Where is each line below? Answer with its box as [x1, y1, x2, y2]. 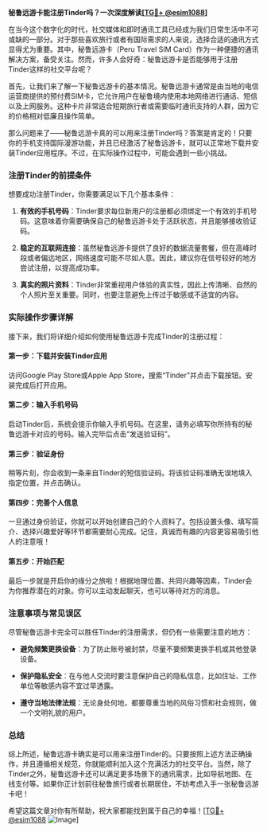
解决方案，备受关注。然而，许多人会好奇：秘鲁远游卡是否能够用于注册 [8, 55, 238, 64]
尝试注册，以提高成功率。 [19, 263, 104, 273]
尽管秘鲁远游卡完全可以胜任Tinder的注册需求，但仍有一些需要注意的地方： [8, 627, 253, 636]
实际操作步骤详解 [8, 312, 74, 323]
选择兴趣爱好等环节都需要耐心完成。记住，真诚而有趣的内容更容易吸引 [21, 527, 252, 537]
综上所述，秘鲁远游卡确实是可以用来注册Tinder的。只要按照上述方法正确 [8, 749, 246, 759]
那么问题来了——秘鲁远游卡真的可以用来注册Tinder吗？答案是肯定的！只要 [8, 128, 253, 138]
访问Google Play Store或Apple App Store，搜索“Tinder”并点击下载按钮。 [8, 370, 246, 380]
